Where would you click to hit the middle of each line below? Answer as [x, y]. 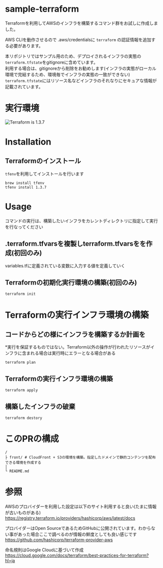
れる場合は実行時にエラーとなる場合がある [73, 353]
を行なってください [24, 227]
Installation [28, 142]
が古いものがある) [23, 512]
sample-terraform [42, 9]
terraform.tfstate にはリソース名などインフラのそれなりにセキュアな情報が [81, 80]
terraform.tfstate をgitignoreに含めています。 [52, 62]
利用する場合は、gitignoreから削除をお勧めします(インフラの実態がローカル [81, 68]
